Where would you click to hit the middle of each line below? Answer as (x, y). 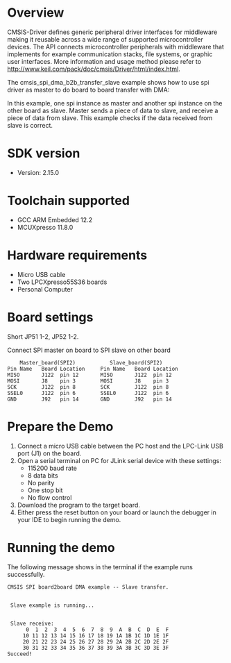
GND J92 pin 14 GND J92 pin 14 (89, 399)
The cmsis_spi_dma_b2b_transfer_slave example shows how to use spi (108, 82)
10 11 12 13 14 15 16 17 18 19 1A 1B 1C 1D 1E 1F (96, 636)
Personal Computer (45, 289)
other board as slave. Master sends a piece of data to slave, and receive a (113, 110)
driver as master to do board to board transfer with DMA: (88, 90)
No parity (41, 482)
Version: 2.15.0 (38, 172)
